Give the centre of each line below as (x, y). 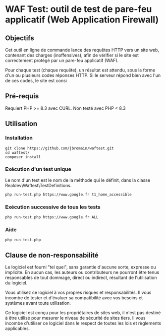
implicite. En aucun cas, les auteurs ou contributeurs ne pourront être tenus (82, 272)
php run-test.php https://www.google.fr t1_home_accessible (69, 195)
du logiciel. (16, 283)
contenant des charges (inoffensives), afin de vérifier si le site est (72, 55)
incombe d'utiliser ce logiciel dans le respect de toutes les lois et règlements (83, 323)
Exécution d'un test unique (38, 169)
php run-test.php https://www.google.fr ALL (52, 217)
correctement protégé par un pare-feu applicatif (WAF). (62, 60)
